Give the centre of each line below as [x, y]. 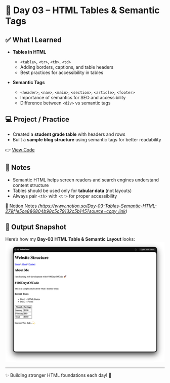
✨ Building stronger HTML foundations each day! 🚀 [58, 375]
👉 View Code [20, 149]
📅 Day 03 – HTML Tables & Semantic [83, 10]
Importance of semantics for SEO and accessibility [73, 98]
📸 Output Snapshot [36, 227]
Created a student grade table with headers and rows [69, 134]
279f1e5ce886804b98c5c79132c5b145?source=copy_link [66, 211]
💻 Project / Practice [37, 119]
